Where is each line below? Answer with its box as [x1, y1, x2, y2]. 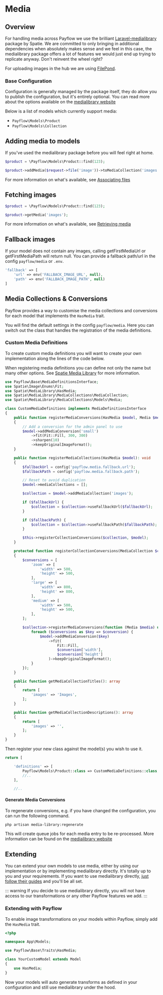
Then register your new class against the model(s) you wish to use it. [5, 746, 143, 752]
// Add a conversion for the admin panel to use [22, 424, 123, 429]
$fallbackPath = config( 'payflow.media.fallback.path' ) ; [22, 469, 140, 474]
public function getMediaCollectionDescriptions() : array [14, 710, 133, 715]
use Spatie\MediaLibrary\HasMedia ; [5, 388, 77, 393]
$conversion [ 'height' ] [57, 652, 103, 657]
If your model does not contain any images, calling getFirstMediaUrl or [5, 248, 146, 254]
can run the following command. [5, 813, 70, 818]
